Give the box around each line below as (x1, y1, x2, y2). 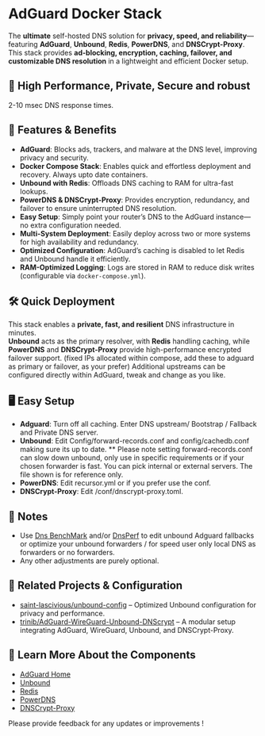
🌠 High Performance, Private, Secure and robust (8, 79, 251, 93)
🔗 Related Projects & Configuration (8, 579, 183, 592)
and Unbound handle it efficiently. (19, 254, 131, 263)
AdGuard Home (19, 669, 71, 679)
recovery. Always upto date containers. (19, 170, 148, 179)
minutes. (8, 328, 37, 338)
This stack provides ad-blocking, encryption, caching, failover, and (8, 48, 232, 57)
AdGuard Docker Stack (8, 5, 163, 23)
